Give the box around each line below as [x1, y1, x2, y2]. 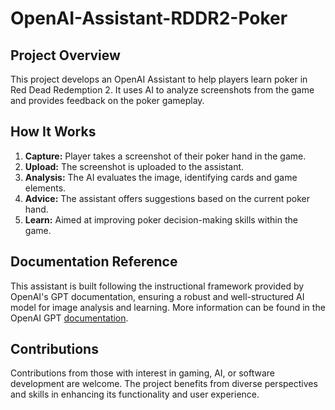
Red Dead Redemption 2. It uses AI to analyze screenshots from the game [10, 84, 315, 96]
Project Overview [10, 47, 121, 64]
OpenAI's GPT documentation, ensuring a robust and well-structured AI [10, 290, 305, 302]
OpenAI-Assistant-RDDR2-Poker [10, 7, 288, 30]
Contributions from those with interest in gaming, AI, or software [10, 367, 275, 379]
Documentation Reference [10, 253, 178, 271]
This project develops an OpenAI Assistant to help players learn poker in [10, 73, 308, 85]
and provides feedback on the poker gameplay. [10, 95, 205, 106]
